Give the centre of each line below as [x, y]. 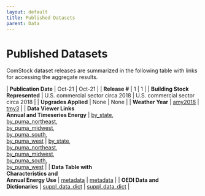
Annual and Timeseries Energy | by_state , [60, 115]
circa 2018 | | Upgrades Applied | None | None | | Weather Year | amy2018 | [103, 102]
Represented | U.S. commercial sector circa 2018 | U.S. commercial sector [101, 96]
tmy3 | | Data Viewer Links [41, 108]
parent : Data [23, 23]
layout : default [27, 12]
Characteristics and [32, 174]
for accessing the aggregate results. [52, 77]
